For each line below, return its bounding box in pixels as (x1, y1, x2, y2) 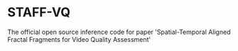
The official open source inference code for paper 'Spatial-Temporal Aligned (7, 28, 231, 36)
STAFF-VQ (7, 4, 71, 21)
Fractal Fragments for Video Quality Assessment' (7, 35, 151, 43)
